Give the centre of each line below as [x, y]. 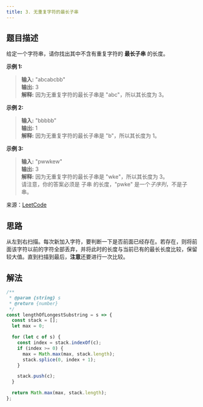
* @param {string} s [35, 298]
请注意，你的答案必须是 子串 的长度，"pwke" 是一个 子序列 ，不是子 [104, 184]
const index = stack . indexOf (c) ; [59, 343]
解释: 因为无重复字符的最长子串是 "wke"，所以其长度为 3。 [95, 177]
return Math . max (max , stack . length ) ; [59, 393]
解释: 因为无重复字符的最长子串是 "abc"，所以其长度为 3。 [94, 95]
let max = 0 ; [28, 326]
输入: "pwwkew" [42, 162]
